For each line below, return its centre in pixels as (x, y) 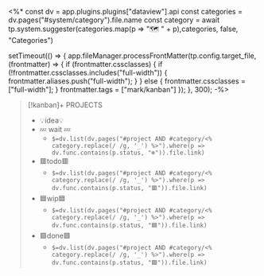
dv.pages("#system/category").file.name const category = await (114, 20)
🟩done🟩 (55, 235)
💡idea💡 (52, 120)
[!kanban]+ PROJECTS (65, 105)
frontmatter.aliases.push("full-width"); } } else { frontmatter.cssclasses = (127, 81)
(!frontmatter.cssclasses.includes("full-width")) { (88, 72)
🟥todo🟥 (54, 161)
